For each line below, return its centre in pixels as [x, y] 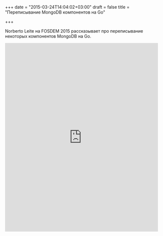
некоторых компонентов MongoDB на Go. [48, 36]
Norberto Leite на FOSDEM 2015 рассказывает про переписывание [74, 31]
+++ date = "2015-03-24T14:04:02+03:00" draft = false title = [67, 7]
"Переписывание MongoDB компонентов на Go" [55, 12]
